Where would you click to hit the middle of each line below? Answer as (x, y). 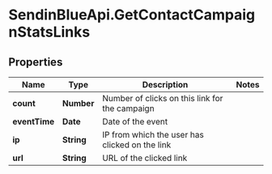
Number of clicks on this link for (163, 98)
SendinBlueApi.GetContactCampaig (132, 15)
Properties (36, 62)
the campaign (129, 108)
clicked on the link (137, 145)
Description (165, 85)
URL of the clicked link (145, 158)
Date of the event (135, 121)
